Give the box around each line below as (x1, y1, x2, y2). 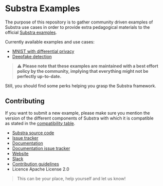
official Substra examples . (5, 29, 57, 35)
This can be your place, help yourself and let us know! (17, 175, 126, 181)
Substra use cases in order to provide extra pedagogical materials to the (5, 24, 150, 30)
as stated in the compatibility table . (5, 120, 75, 126)
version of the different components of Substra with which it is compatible (5, 115, 154, 121)
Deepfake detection (12, 53, 52, 59)
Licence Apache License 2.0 (12, 166, 70, 172)
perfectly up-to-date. (17, 73, 62, 79)
